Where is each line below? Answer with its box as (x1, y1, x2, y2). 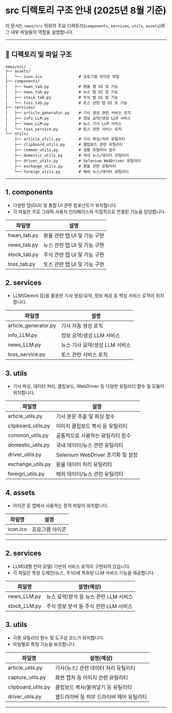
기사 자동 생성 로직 (61, 322, 103, 329)
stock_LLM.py (8, 602, 42, 610)
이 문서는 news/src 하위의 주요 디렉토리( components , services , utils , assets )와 (5, 23, 165, 29)
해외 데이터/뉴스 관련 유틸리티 (56, 471, 124, 478)
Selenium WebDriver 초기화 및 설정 (56, 451, 138, 458)
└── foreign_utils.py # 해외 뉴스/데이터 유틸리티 (14, 169, 129, 174)
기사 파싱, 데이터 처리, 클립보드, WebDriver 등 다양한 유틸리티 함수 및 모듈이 (12, 383, 165, 389)
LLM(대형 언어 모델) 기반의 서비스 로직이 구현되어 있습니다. (12, 563, 131, 569)
